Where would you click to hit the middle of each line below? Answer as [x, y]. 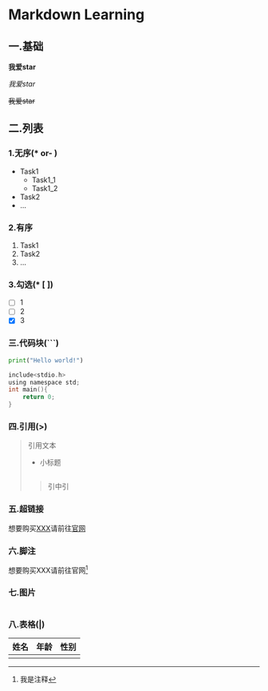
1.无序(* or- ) [33, 154]
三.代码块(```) [34, 343]
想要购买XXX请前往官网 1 [48, 569]
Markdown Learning [77, 15]
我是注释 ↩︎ [38, 679]
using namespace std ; [44, 382]
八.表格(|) [27, 624]
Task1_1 [43, 180]
